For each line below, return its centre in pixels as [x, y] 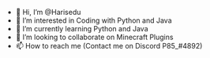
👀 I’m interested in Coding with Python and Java [94, 20]
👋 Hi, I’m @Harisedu [48, 12]
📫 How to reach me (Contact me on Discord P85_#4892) [109, 46]
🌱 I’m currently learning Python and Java [82, 29]
